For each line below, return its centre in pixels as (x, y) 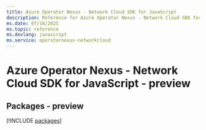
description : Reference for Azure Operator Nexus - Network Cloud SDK (98, 18)
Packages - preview (45, 106)
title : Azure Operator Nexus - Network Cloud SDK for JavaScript (91, 12)
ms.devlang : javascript (37, 35)
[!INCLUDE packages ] (34, 121)
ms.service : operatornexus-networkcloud (59, 40)
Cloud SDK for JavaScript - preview (99, 84)
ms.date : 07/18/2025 (33, 23)
